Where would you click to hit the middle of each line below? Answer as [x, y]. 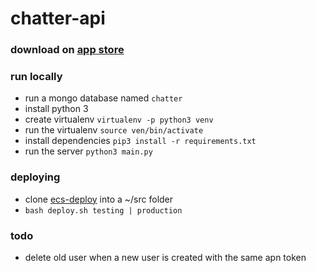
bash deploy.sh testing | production [103, 210]
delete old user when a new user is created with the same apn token [165, 257]
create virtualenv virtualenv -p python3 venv [119, 119]
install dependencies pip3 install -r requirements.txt [140, 141]
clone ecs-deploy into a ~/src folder [99, 199]
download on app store [67, 50]
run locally [36, 77]
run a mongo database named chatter [103, 98]
